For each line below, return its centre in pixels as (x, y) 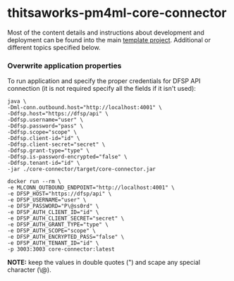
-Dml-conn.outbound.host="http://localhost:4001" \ (85, 108)
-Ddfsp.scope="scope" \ (42, 132)
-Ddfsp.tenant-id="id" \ (44, 163)
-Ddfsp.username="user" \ (45, 120)
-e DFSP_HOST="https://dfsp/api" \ (60, 194)
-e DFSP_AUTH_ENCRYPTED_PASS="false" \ (66, 237)
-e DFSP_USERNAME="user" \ (47, 200)
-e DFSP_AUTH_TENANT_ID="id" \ (53, 243)
